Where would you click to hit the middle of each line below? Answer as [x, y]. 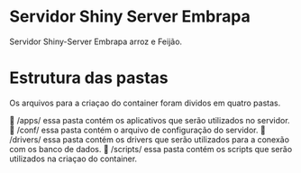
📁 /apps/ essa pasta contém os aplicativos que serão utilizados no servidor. [150, 120]
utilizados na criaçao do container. [73, 159]
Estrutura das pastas [89, 78]
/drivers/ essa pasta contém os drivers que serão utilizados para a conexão [150, 139]
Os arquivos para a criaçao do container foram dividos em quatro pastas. [145, 103]
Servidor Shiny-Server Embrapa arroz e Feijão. [96, 41]
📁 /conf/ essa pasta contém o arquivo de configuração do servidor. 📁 [137, 130]
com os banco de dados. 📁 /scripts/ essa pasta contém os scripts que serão [151, 149]
